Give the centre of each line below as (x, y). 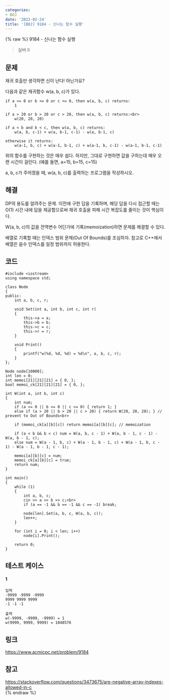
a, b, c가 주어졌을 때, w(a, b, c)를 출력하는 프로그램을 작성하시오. (70, 173)
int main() (17, 478)
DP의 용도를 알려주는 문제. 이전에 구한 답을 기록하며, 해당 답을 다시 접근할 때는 (82, 203)
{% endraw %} (21, 692)
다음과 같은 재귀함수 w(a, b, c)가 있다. (43, 91)
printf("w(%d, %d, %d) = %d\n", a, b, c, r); (73, 353)
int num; (24, 402)
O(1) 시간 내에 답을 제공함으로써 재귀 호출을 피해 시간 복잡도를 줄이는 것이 (78, 210)
